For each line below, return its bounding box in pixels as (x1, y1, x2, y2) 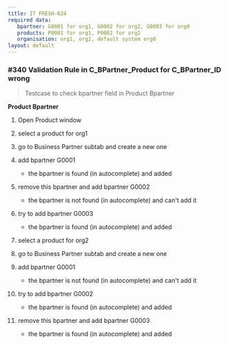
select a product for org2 (17, 236, 89, 245)
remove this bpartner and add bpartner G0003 (17, 317, 150, 325)
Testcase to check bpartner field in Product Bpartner (24, 89, 175, 97)
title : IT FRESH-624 (8, 10, 68, 17)
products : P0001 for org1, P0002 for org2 (17, 29, 141, 37)
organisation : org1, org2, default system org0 (17, 36, 156, 43)
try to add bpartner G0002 (17, 290, 94, 298)
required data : (8, 17, 52, 23)
